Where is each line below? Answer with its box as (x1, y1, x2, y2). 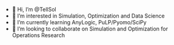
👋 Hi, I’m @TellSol (12, 6, 56, 13)
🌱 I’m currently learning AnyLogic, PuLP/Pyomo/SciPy (12, 19, 147, 26)
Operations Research (12, 32, 65, 39)
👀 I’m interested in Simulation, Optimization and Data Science (12, 12, 165, 19)
